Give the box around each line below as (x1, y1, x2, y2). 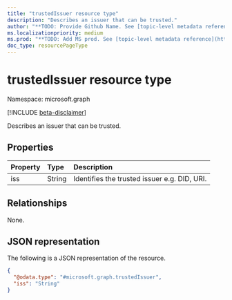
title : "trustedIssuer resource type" (7, 10, 119, 17)
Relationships (7, 198, 68, 209)
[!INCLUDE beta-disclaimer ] (7, 108, 86, 116)
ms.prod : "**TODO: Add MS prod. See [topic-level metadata (7, 36, 181, 43)
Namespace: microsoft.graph (7, 95, 90, 103)
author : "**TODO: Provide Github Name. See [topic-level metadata (7, 23, 202, 30)
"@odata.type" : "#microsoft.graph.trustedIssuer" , (13, 274, 162, 281)
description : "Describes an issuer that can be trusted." (7, 17, 177, 24)
